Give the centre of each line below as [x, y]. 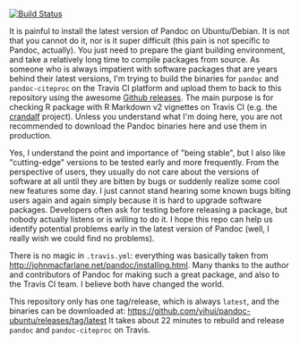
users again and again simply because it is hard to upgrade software [136, 200]
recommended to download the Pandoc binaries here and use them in [138, 126]
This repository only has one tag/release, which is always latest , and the [144, 301]
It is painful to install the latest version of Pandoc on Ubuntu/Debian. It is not [150, 31]
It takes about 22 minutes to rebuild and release [197, 320]
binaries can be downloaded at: [68, 311]
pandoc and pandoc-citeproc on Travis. [80, 330]
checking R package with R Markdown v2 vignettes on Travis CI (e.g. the [143, 107]
